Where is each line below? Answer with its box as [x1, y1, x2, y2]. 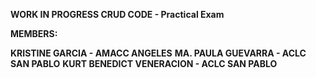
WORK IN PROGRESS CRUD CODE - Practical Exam [10, 9, 225, 20]
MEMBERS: [10, 28, 58, 39]
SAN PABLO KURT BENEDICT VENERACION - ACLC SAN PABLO [10, 58, 278, 69]
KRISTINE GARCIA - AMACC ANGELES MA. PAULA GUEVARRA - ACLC [10, 47, 307, 59]
